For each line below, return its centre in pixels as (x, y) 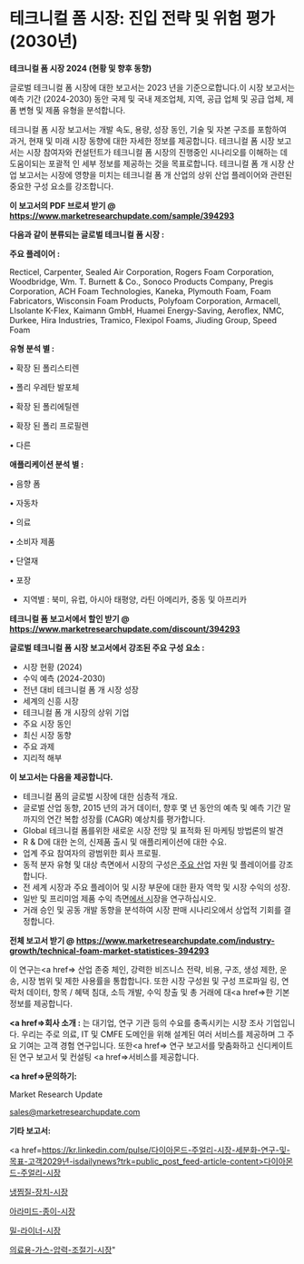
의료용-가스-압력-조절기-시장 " (63, 1249)
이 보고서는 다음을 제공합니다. (61, 776)
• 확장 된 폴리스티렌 (44, 368)
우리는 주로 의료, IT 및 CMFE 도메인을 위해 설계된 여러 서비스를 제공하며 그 (153, 1034)
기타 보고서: (30, 1131)
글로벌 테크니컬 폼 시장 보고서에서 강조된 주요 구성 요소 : (107, 647)
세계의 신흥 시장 (50, 701)
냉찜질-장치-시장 (39, 1191)
